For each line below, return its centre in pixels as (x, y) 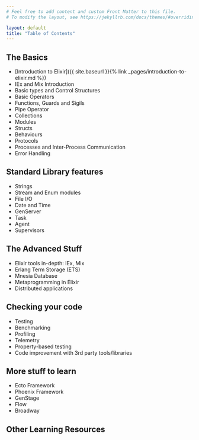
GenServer (28, 211)
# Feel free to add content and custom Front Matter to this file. (91, 12)
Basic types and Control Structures (57, 91)
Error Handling (33, 153)
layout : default (26, 28)
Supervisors (29, 230)
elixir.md (25, 78)
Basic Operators (34, 97)
